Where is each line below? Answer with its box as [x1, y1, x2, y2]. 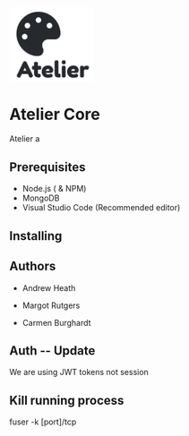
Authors [9, 259, 56, 274]
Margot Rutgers [21, 300, 81, 311]
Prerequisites [9, 159, 86, 175]
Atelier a [9, 133, 40, 144]
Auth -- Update [9, 343, 96, 358]
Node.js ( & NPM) [21, 184, 87, 194]
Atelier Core [9, 104, 100, 124]
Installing [9, 228, 63, 244]
